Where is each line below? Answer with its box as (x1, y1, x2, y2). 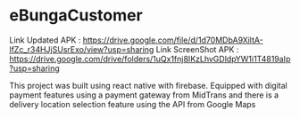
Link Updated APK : (9, 35, 81, 45)
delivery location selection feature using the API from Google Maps (9, 98, 256, 109)
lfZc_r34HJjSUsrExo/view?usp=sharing (9, 43, 154, 54)
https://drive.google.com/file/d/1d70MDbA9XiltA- (82, 35, 263, 45)
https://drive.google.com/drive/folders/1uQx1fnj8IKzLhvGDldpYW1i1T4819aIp (9, 53, 291, 64)
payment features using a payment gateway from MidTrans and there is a (9, 90, 279, 100)
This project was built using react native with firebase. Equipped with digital (9, 80, 287, 90)
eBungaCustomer (9, 5, 143, 26)
